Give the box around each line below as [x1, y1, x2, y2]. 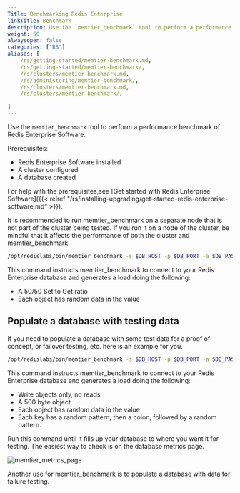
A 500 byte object [17, 397, 71, 406]
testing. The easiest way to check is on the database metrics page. [7, 442, 205, 450]
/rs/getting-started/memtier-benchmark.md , [20, 57, 152, 64]
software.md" [7, 202, 48, 211]
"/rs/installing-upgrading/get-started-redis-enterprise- [66, 194, 229, 203]
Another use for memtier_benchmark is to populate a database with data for [7, 469, 231, 478]
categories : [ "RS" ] [7, 44, 66, 51]
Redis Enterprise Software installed [17, 158, 121, 166]
